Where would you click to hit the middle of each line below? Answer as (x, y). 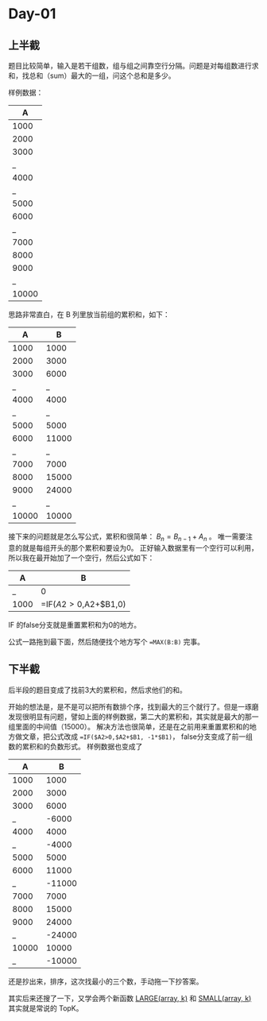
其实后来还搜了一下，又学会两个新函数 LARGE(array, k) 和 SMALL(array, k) (130, 998)
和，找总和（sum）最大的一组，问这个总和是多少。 (92, 75)
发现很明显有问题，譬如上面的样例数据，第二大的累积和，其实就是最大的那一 (133, 717)
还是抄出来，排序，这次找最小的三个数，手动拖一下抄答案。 (106, 981)
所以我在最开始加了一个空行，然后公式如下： (81, 558)
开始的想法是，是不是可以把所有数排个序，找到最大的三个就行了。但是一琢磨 (133, 706)
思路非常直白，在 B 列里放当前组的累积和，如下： (89, 314)
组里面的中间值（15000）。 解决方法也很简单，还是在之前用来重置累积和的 (129, 726)
